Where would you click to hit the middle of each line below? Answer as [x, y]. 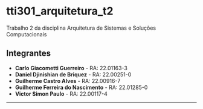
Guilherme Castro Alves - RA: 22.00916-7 [68, 81]
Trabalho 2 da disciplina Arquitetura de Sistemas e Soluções [81, 28]
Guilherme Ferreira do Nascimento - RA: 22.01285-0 [81, 87]
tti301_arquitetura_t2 [60, 11]
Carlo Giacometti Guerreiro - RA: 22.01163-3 [71, 68]
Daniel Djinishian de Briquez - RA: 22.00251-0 [73, 74]
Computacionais [27, 34]
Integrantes [29, 54]
